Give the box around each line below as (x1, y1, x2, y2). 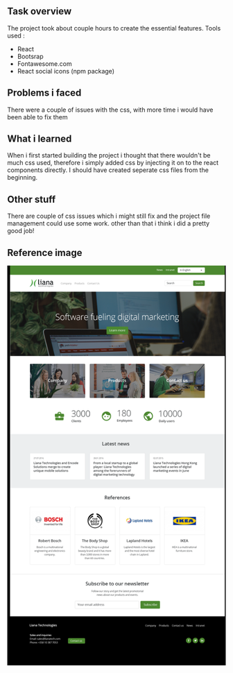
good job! (7, 227, 35, 235)
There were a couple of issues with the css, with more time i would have (7, 105, 214, 114)
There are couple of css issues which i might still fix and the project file (7, 212, 211, 221)
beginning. (7, 173, 38, 182)
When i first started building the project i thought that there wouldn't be (7, 151, 211, 160)
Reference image (7, 246, 83, 259)
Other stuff (7, 194, 56, 205)
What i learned (7, 133, 72, 145)
